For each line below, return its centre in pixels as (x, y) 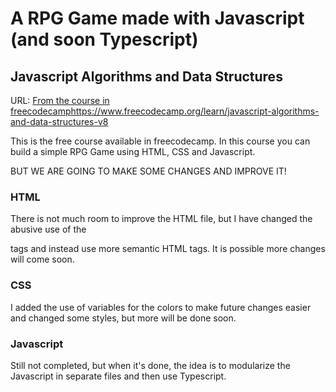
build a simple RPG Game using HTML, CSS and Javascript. (133, 151)
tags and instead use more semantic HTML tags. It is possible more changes (168, 249)
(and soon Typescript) (104, 39)
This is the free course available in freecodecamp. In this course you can (160, 141)
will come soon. (42, 259)
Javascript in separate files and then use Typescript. (118, 376)
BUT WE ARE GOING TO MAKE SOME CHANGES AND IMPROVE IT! (148, 171)
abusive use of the (48, 229)
